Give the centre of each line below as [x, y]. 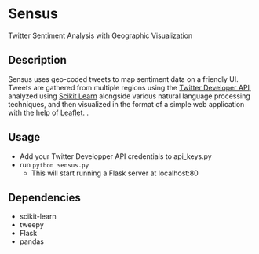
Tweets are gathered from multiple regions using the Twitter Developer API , [130, 87]
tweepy [32, 225]
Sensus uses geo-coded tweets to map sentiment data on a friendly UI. [124, 79]
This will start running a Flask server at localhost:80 [115, 173]
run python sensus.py [54, 164]
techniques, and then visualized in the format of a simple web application [126, 104]
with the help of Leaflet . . [48, 112]
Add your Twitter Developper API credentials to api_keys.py [115, 156]
